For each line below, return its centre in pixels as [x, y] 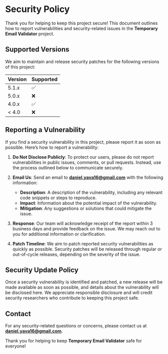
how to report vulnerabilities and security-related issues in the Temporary [81, 28]
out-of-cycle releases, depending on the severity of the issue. [76, 254]
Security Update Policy [42, 270]
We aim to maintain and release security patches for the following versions [82, 62]
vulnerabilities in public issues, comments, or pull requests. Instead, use [87, 162]
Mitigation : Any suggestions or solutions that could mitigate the [86, 208]
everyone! [16, 346]
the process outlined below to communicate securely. [68, 167]
